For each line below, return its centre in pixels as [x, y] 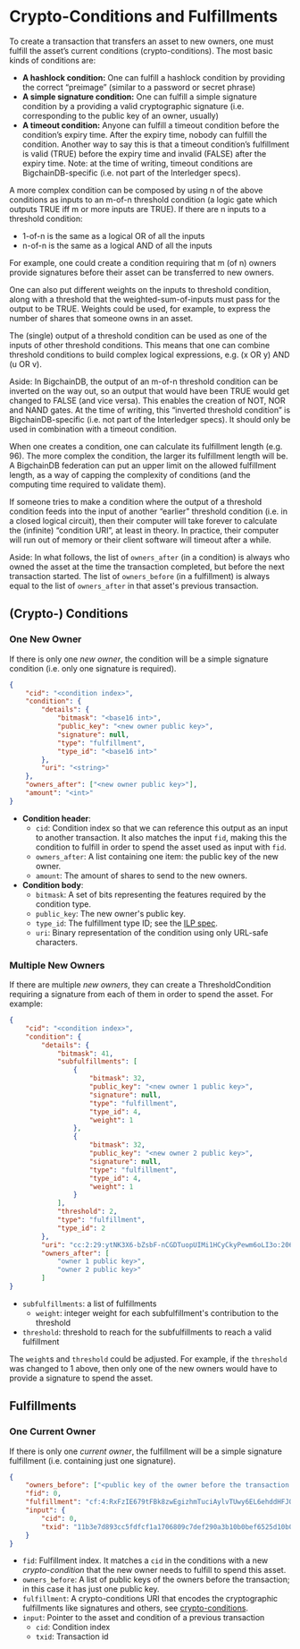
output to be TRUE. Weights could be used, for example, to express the [140, 308]
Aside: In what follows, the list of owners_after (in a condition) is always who [150, 557]
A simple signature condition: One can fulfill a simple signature [139, 97]
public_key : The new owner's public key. [110, 913]
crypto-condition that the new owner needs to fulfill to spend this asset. [154, 1570]
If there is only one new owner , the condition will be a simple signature [139, 659]
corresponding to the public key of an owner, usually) [120, 115]
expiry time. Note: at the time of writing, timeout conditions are [137, 163]
